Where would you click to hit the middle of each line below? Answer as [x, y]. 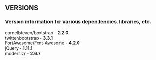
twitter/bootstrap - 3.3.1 [29, 38]
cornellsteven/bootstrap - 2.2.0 [37, 32]
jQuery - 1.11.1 [19, 48]
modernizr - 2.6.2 [23, 53]
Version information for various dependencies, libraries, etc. [78, 22]
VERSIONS [21, 8]
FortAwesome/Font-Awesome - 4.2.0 [42, 43]
